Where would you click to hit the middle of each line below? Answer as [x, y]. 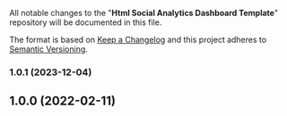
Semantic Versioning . [48, 49]
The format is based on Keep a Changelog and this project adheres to [138, 40]
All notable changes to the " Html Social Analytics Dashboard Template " [144, 13]
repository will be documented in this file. [86, 22]
